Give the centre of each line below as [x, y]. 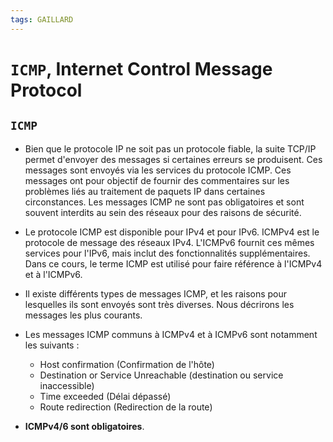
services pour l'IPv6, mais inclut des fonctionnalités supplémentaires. [167, 253]
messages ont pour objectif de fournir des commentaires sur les [157, 180]
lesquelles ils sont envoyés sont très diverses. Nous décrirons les [159, 304]
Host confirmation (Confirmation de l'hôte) [127, 364]
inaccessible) [67, 385]
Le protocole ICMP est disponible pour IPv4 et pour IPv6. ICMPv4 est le [172, 232]
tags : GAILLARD [42, 19]
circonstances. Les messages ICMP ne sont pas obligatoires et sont [164, 202]
